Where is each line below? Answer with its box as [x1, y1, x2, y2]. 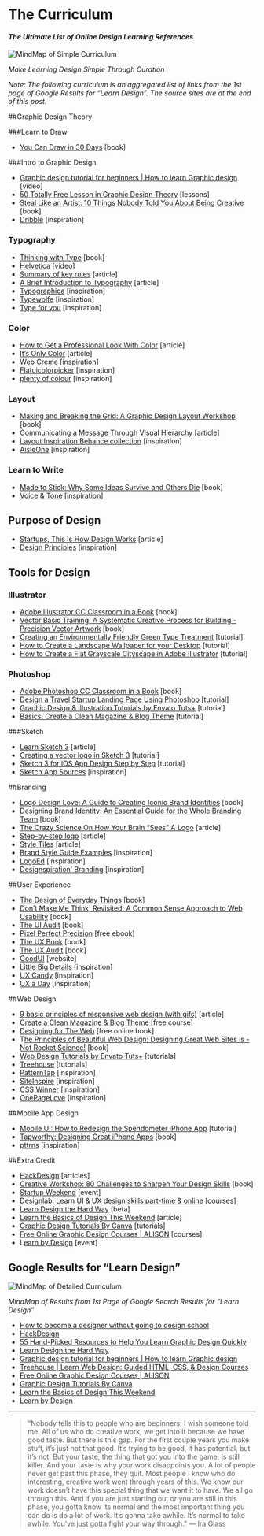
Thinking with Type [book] [19, 252, 105, 262]
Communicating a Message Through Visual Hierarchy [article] [19, 428, 220, 438]
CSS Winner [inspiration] [19, 1085, 101, 1094]
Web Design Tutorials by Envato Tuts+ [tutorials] [19, 1052, 177, 1061]
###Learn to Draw [8, 128, 68, 137]
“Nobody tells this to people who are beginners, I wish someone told [27, 1419, 249, 1428]
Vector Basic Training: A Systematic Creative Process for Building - [19, 616, 237, 625]
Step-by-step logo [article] [19, 831, 106, 840]
